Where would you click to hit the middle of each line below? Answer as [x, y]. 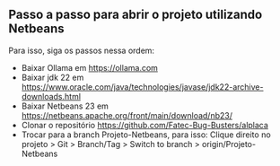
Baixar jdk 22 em [52, 77]
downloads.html [51, 96]
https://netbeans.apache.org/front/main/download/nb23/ [127, 115]
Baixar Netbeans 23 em [65, 106]
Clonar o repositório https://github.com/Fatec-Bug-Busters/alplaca [144, 125]
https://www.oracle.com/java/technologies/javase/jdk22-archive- [142, 87]
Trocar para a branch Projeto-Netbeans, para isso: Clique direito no [146, 135]
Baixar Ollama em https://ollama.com [90, 67]
